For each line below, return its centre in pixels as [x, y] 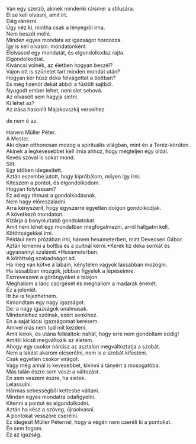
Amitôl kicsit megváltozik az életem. [50, 340]
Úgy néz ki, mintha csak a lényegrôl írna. [56, 27]
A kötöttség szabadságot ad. [41, 258]
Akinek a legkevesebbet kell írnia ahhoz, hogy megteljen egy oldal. [87, 151]
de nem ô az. [22, 121]
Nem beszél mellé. [29, 34]
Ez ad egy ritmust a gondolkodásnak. [51, 195]
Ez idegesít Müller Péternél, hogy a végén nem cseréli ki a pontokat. [89, 422]
